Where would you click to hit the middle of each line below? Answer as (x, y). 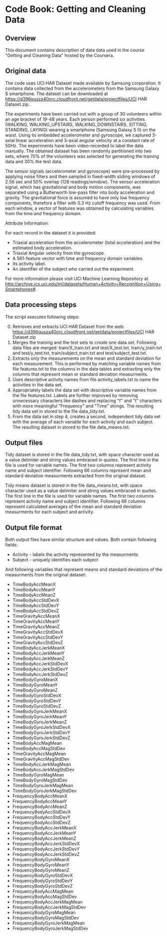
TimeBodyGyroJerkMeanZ (40, 722)
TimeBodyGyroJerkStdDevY (41, 733)
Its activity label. (29, 264)
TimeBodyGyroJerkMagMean (43, 786)
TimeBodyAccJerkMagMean (42, 764)
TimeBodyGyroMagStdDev (40, 780)
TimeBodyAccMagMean (37, 743)
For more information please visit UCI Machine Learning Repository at (77, 278)
